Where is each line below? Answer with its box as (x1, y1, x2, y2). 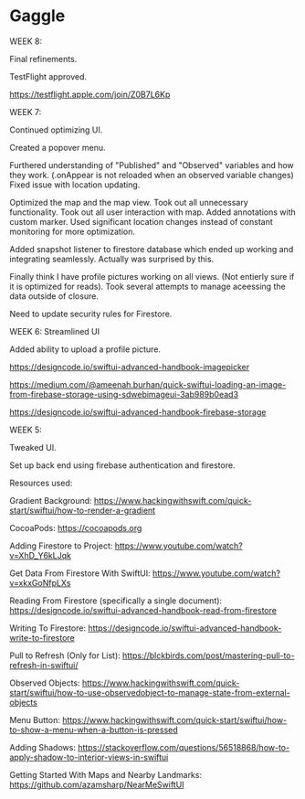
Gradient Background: (9, 495, 93, 506)
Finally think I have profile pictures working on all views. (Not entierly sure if (9, 271, 295, 282)
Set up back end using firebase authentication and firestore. (9, 459, 236, 471)
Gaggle (9, 5, 66, 27)
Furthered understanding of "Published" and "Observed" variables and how (9, 159, 294, 170)
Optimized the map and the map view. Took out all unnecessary (9, 197, 248, 208)
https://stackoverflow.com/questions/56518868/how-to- (77, 741, 290, 752)
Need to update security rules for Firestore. (9, 308, 173, 319)
